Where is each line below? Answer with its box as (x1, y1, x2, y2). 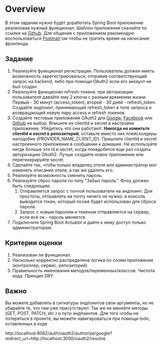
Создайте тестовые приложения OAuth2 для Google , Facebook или (12, 115, 153, 121)
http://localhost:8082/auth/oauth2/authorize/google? (5, 330, 112, 336)
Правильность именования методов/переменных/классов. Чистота (12, 267, 155, 273)
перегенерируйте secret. (12, 156, 65, 163)
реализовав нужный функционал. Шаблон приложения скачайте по (5, 25, 147, 30)
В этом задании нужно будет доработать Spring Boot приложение (5, 20, 144, 26)
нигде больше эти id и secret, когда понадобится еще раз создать (12, 146, 151, 152)
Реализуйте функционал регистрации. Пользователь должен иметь (12, 68, 155, 74)
